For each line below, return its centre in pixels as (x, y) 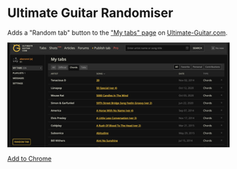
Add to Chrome (29, 159)
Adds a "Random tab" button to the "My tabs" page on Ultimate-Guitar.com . (117, 33)
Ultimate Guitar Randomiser (90, 13)
